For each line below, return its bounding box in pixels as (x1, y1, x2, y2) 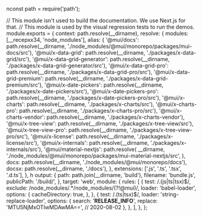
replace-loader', (6, 197, 47, 204)
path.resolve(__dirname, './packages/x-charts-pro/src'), (19, 107, 158, 114)
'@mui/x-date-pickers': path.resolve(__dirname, (44, 81, 164, 88)
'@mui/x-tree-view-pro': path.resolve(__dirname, (6, 127, 128, 133)
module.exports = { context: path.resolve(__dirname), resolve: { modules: (6, 30, 189, 37)
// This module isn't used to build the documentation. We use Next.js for (6, 17, 186, 24)
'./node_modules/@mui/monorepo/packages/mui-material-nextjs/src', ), (6, 152, 186, 159)
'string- (160, 191, 179, 198)
